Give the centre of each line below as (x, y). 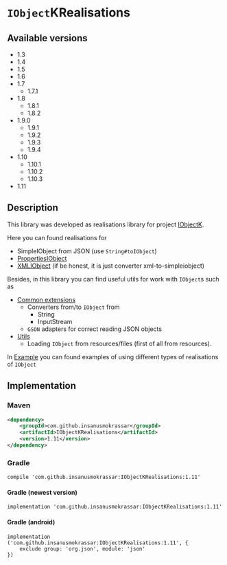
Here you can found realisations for (57, 237)
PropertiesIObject (42, 258)
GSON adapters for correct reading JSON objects (95, 329)
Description (33, 208)
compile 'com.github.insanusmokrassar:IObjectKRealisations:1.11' (104, 477)
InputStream (55, 321)
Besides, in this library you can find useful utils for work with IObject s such (113, 279)
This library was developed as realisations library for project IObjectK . (106, 224)
